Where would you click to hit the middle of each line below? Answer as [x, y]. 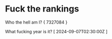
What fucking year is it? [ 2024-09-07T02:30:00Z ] [56, 31]
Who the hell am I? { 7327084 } [36, 22]
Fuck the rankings [42, 9]
